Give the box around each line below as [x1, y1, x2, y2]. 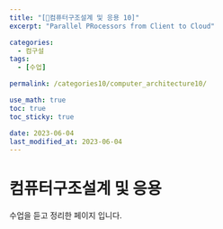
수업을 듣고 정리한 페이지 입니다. [9, 210, 123, 221]
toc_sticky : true [9, 112, 75, 122]
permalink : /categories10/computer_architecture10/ [9, 79, 207, 88]
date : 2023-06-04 [9, 128, 75, 138]
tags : [9, 55, 30, 64]
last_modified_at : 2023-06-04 [9, 137, 123, 146]
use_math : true [9, 96, 67, 105]
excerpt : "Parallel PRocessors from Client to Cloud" [9, 22, 216, 31]
